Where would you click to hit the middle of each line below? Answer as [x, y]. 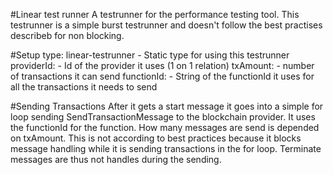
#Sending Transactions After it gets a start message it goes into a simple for [167, 106]
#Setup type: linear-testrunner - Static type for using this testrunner [150, 55]
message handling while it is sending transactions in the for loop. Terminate [166, 148]
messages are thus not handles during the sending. [116, 159]
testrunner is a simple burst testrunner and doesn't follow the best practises [166, 25]
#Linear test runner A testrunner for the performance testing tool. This [155, 14]
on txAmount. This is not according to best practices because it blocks [156, 138]
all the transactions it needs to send [84, 87]
